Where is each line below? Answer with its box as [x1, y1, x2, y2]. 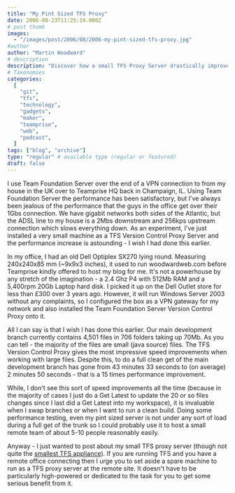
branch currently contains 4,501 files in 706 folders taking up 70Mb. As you [7, 333, 224, 341]
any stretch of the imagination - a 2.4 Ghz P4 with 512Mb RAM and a [7, 275, 205, 283]
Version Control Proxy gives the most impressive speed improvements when [7, 347, 227, 356]
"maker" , [20, 114, 45, 121]
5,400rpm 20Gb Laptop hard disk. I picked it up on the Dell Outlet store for [7, 282, 222, 291]
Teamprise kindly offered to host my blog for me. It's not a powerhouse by [7, 267, 222, 275]
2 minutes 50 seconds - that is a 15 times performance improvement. [7, 370, 206, 378]
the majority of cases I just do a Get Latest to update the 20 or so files [7, 391, 208, 399]
